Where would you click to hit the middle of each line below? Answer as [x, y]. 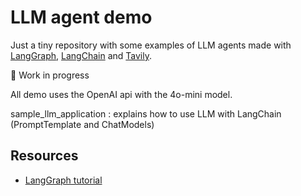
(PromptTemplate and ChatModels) [82, 124]
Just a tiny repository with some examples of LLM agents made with [151, 45]
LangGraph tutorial [63, 180]
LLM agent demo [81, 17]
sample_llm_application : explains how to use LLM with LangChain [146, 113]
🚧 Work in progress [50, 75]
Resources [44, 156]
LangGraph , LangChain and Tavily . [81, 55]
